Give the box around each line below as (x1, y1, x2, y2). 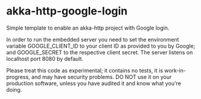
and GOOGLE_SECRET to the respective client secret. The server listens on (6, 48, 193, 56)
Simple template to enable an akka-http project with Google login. (6, 24, 170, 31)
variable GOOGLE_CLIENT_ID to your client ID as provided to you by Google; (6, 42, 196, 49)
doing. (6, 86, 22, 93)
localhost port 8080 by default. (6, 55, 83, 62)
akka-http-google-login (6, 4, 128, 18)
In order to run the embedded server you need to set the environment (6, 36, 179, 43)
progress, (6, 73, 30, 80)
